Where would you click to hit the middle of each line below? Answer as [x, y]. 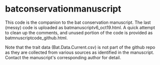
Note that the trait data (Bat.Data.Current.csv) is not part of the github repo [80, 47]
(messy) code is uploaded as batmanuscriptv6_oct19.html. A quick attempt [80, 27]
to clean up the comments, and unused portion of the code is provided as [79, 32]
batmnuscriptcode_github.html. [36, 38]
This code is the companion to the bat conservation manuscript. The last [78, 22]
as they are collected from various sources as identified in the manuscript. [80, 52]
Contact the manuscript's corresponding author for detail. [63, 57]
